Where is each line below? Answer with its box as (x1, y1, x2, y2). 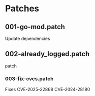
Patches (5, 3, 39, 14)
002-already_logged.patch (5, 50, 90, 58)
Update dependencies (5, 35, 50, 41)
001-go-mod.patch (5, 23, 65, 31)
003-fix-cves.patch (5, 75, 54, 82)
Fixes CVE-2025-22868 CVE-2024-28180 (5, 87, 90, 93)
